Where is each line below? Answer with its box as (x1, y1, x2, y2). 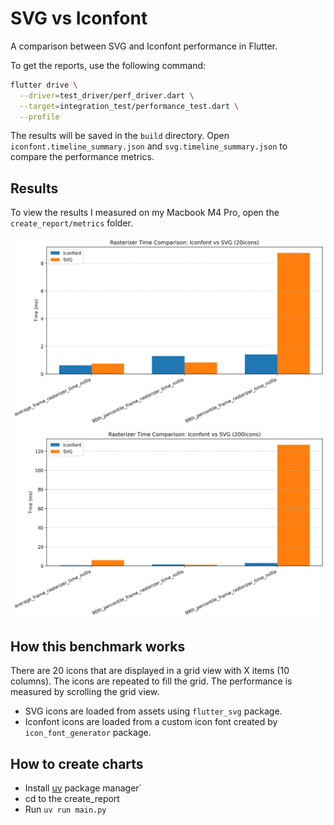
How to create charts (10, 755, 144, 772)
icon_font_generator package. (24, 727, 152, 739)
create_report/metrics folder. (10, 217, 134, 229)
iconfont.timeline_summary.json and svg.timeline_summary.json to (10, 140, 288, 152)
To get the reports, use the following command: (10, 59, 207, 71)
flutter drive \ (10, 80, 78, 90)
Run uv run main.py (24, 803, 107, 816)
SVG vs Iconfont (10, 7, 148, 30)
